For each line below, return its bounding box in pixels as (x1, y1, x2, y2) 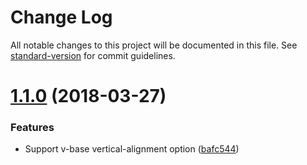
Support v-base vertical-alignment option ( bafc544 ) (24, 143, 240, 155)
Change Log (10, 6, 113, 29)
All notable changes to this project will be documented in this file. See (10, 39, 298, 51)
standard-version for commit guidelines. (10, 49, 176, 61)
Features (10, 121, 55, 135)
